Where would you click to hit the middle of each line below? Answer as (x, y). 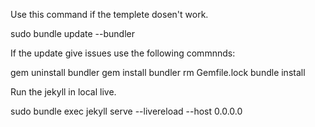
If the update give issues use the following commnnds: (123, 53)
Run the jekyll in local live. (63, 92)
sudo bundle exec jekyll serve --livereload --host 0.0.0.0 (126, 111)
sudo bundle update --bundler (72, 33)
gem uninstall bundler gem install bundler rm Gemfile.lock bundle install (158, 72)
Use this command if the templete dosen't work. (109, 14)
